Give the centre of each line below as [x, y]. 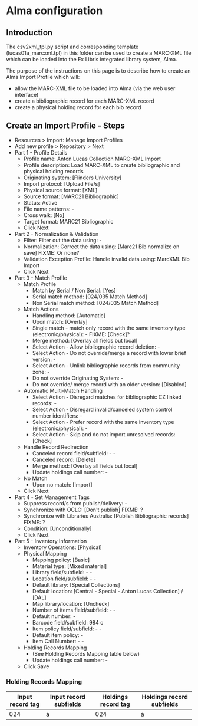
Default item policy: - [58, 635]
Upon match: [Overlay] [60, 321]
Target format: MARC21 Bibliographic [68, 221]
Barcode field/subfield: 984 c [68, 622]
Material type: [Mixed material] [70, 566]
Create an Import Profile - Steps [65, 126]
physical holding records [53, 171]
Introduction [29, 33]
